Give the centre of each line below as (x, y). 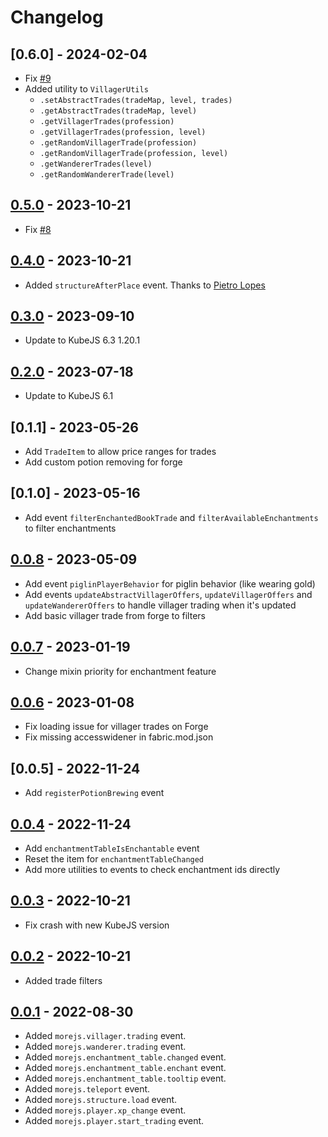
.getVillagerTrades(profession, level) (123, 132)
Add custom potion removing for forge (103, 462)
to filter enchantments (70, 528)
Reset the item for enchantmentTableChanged (114, 858)
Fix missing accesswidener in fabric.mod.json (119, 737)
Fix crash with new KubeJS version (97, 925)
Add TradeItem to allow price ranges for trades (120, 452)
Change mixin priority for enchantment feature (120, 671)
